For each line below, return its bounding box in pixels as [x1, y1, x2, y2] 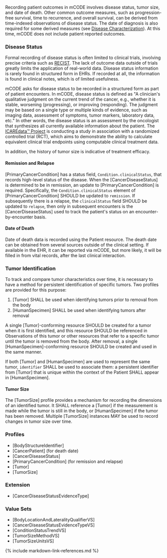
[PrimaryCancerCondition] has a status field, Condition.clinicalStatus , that [5, 171, 162, 177]
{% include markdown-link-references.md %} [5, 548, 99, 554]
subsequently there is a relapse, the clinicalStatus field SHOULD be [5, 198, 148, 204]
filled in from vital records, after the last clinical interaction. [5, 252, 126, 258]
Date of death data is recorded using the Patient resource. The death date [5, 236, 157, 242]
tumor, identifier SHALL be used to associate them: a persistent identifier [5, 364, 159, 370]
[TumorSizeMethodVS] [12, 533, 60, 539]
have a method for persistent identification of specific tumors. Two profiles [5, 282, 159, 288]
